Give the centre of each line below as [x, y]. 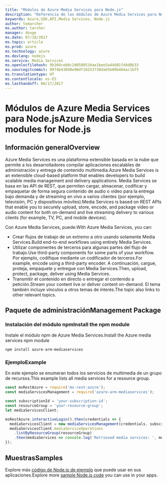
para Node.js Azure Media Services [79, 118]
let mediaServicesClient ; [32, 410]
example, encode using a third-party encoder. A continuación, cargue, [84, 263]
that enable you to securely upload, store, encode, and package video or [80, 207]
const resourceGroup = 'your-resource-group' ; [54, 406]
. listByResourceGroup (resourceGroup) [53, 433]
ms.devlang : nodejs [25, 56]
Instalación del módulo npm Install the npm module [68, 324]
